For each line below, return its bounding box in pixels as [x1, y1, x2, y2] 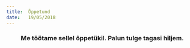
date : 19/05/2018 [6, 14, 56, 20]
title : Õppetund [6, 8, 51, 15]
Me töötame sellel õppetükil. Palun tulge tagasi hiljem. [20, 34, 185, 43]
